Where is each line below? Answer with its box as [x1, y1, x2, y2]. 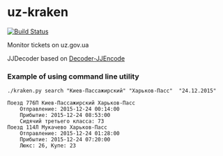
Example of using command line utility [7, 71, 139, 81]
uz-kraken [7, 4, 68, 20]
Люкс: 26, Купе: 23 [20, 142, 77, 150]
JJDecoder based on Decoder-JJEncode [7, 54, 125, 63]
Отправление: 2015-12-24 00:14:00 [20, 106, 120, 113]
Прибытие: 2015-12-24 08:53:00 [20, 112, 111, 119]
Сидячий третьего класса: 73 [20, 118, 105, 125]
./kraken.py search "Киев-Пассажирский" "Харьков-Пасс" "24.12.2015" [7, 88, 217, 95]
